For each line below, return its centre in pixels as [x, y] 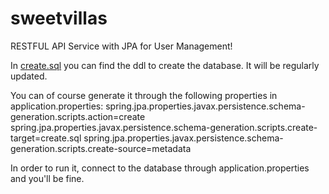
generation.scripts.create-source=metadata [101, 148]
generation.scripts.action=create [78, 116]
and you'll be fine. [47, 178]
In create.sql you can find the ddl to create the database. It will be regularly [165, 65]
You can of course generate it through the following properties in [144, 95]
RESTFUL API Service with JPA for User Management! [121, 46]
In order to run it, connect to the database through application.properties [160, 168]
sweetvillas [59, 18]
